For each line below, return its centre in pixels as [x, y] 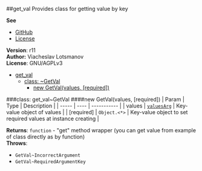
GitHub [24, 32]
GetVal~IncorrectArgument [47, 155]
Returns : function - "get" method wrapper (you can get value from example [101, 130]
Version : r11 [21, 50]
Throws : [17, 143]
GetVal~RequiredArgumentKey [50, 162]
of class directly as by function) [46, 137]
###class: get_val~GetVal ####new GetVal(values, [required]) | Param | [95, 99]
